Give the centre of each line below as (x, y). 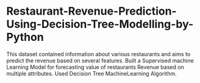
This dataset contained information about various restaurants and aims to (98, 54)
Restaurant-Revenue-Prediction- (91, 11)
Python (25, 37)
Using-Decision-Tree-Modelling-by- (100, 24)
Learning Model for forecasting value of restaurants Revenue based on (95, 67)
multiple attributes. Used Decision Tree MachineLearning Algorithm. (91, 73)
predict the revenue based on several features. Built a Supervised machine (100, 60)
